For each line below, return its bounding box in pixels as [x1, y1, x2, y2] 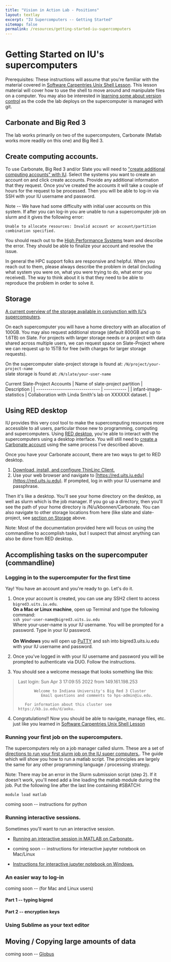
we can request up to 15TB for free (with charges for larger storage [5, 345, 146, 351]
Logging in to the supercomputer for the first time [5, 574, 131, 581]
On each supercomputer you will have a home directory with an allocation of [5, 324, 166, 330]
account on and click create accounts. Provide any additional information [5, 177, 159, 183]
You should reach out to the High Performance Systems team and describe [5, 237, 163, 243]
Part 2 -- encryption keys [5, 909, 60, 915]
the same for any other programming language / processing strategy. [5, 761, 151, 768]
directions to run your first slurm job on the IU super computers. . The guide [5, 751, 163, 757]
